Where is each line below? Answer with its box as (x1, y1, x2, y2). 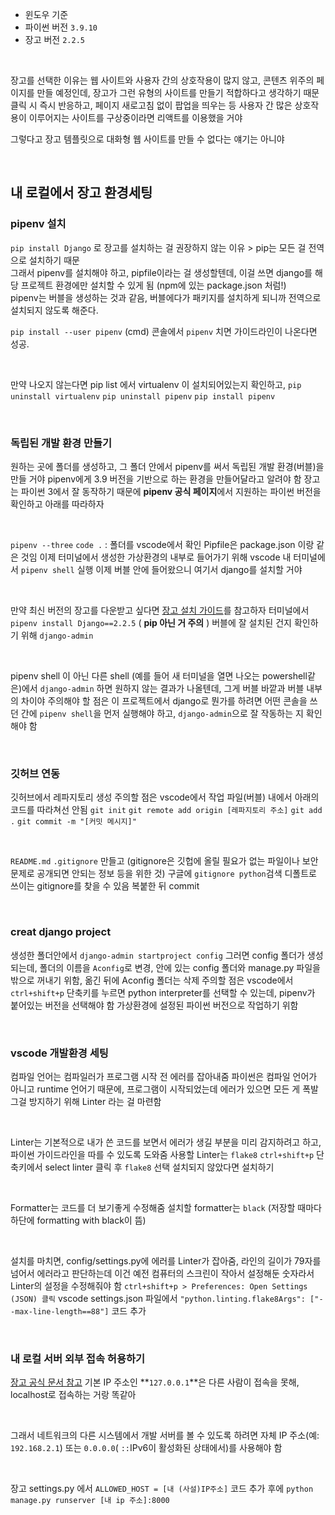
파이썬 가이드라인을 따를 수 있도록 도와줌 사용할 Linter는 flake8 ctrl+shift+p (10, 1148, 315, 1160)
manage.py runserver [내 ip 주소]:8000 (10, 1496, 170, 1506)
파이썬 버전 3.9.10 (24, 21, 98, 33)
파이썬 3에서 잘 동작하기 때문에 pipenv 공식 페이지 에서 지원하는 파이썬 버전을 (20, 485, 322, 497)
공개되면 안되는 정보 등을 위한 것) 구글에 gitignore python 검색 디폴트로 (36, 868, 317, 880)
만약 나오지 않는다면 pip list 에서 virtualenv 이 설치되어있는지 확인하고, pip (10, 378, 302, 390)
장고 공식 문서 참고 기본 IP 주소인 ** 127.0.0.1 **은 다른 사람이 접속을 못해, (10, 1376, 300, 1388)
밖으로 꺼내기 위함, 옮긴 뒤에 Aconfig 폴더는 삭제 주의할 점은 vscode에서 (10, 974, 294, 986)
